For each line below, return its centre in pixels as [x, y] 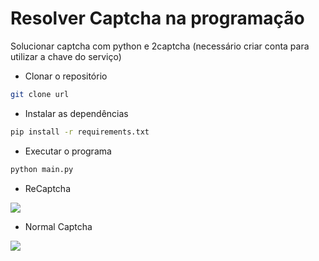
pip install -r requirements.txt [80, 132]
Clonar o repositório [66, 76]
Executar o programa [68, 151]
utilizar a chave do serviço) [66, 56]
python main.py [42, 169]
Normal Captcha [58, 226]
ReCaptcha [48, 188]
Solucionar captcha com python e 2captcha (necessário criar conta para [160, 46]
